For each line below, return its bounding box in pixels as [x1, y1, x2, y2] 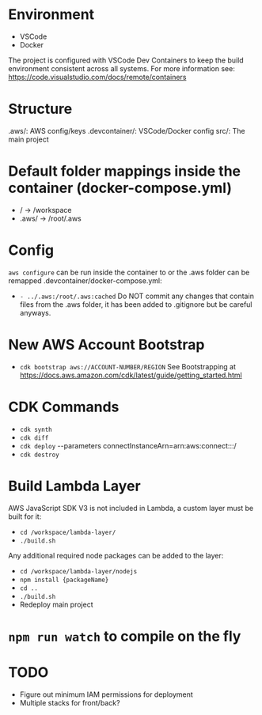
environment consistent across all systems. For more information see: [8, 63, 235, 73]
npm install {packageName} [19, 576, 109, 584]
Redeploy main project [19, 600, 93, 609]
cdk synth [19, 426, 53, 433]
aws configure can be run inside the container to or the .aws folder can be [8, 267, 250, 277]
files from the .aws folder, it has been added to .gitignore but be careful [19, 299, 253, 309]
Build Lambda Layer [8, 477, 141, 495]
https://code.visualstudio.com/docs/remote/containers [8, 72, 187, 81]
